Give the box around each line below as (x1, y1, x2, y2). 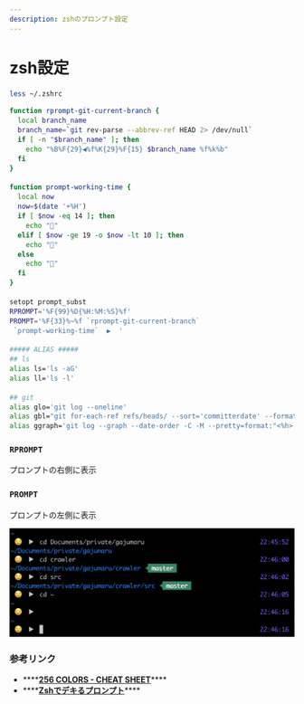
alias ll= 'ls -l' (9, 374, 75, 383)
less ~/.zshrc (9, 89, 63, 99)
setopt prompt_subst (9, 297, 88, 307)
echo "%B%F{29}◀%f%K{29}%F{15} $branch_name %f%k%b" (25, 145, 229, 154)
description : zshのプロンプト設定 (9, 14, 128, 24)
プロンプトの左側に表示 (9, 509, 97, 520)
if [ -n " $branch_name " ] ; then (17, 136, 140, 145)
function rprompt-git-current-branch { (9, 107, 160, 116)
